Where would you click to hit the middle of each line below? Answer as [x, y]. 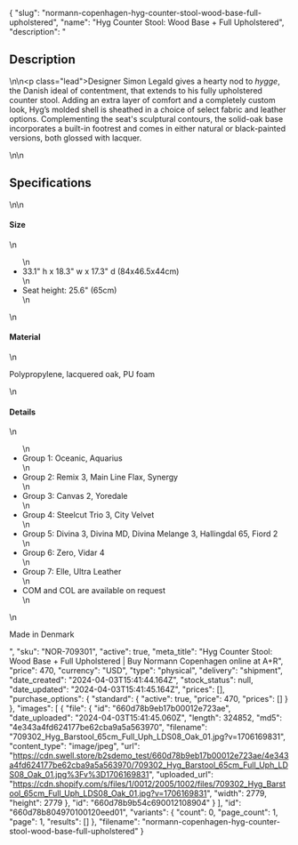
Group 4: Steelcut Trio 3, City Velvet [88, 515]
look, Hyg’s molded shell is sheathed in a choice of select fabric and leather [148, 109]
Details [23, 412]
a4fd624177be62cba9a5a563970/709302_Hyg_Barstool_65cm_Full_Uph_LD [149, 765]
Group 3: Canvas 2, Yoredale [75, 496]
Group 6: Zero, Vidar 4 [63, 553]
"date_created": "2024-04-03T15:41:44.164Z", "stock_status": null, [131, 680]
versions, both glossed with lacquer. [76, 138]
